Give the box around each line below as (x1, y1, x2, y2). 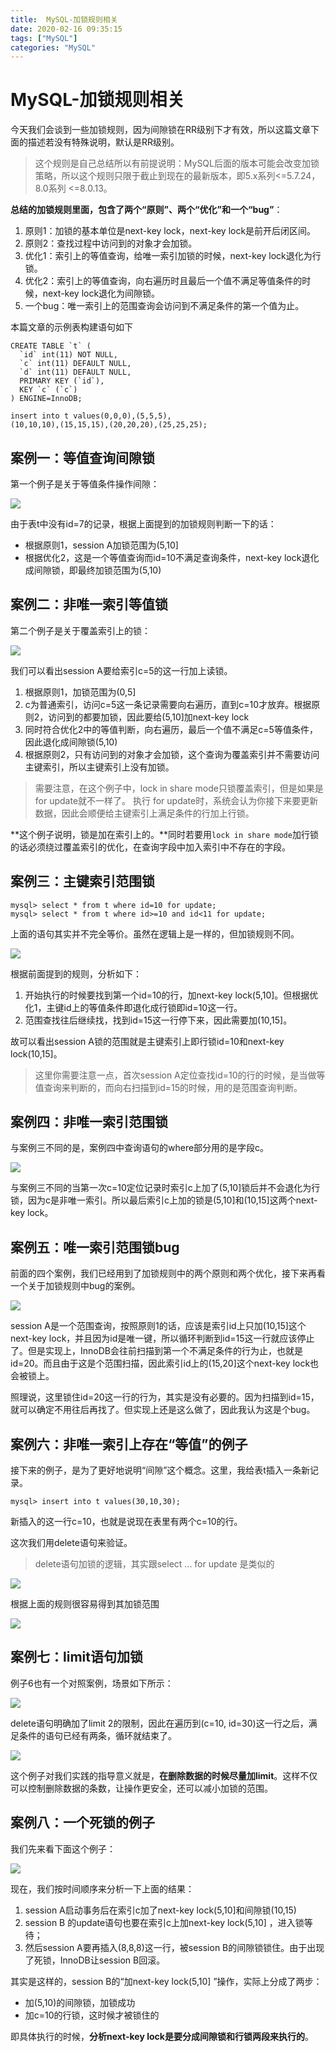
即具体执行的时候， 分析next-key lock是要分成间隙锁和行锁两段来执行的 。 (10, 2030, 314, 2042)
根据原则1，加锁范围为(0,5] (24, 686, 137, 698)
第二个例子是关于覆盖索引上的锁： (10, 624, 151, 636)
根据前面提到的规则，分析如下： (10, 967, 142, 980)
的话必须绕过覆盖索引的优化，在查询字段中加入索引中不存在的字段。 (10, 841, 291, 853)
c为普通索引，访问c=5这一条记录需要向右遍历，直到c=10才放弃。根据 (24, 698, 312, 710)
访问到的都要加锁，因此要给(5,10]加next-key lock (48, 711, 250, 723)
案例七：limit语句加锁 (10, 1649, 143, 1666)
